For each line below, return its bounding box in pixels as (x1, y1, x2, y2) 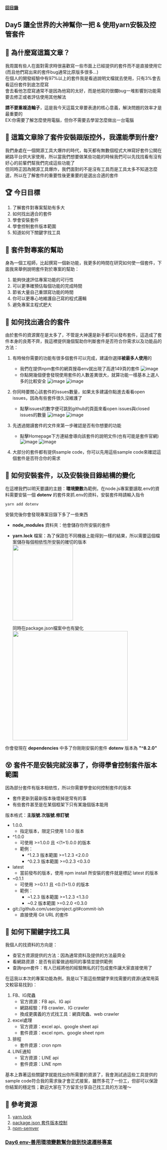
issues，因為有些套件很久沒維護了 (12, 395, 83, 401)
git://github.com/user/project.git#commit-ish (12, 906, 104, 912)
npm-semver (12, 1126, 39, 1132)
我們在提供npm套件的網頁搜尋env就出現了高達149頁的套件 (19, 366, 140, 372)
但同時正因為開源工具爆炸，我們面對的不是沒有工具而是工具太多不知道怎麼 (5, 166, 158, 172)
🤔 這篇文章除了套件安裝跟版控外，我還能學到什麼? (5, 133, 159, 142)
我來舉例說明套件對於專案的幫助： (9, 266, 80, 272)
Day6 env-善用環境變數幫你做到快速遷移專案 (5, 1139, 112, 1146)
